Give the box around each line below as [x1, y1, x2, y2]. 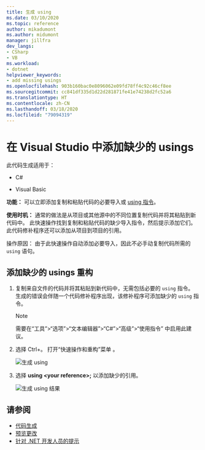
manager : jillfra [6, 37, 51, 44]
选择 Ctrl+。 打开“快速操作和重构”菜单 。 [15, 346, 118, 353]
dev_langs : [6, 44, 34, 50]
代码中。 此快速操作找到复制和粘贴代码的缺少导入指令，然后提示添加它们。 [6, 219, 196, 227]
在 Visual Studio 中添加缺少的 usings [6, 140, 194, 154]
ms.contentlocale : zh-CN [6, 100, 70, 106]
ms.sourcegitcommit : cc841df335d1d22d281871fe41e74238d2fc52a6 [6, 89, 172, 95]
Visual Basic [15, 185, 47, 193]
